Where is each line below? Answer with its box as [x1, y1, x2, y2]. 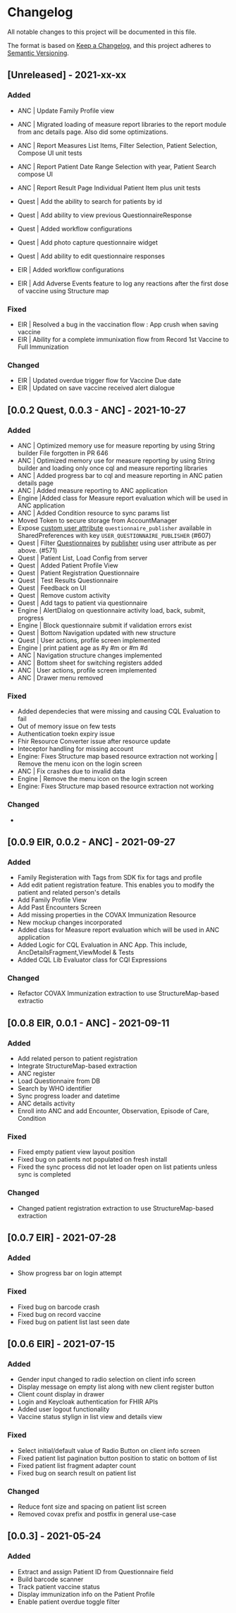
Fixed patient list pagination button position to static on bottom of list [17, 1454, 217, 1462]
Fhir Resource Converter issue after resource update [17, 737, 171, 746]
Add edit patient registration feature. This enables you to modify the [17, 881, 215, 889]
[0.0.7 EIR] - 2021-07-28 [7, 1232, 116, 1244]
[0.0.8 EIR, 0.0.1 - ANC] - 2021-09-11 [7, 1017, 170, 1029]
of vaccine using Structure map [17, 286, 109, 295]
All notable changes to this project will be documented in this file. [7, 27, 197, 36]
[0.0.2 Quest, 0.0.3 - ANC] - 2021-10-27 [7, 404, 187, 416]
